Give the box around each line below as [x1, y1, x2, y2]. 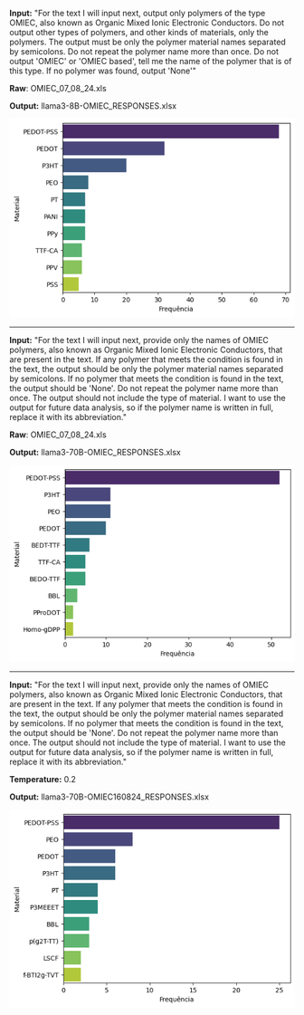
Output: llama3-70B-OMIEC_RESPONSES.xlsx [9, 446, 181, 457]
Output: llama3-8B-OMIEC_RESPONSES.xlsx [9, 101, 177, 111]
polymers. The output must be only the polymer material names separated [9, 36, 287, 47]
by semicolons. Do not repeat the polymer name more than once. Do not [9, 46, 279, 57]
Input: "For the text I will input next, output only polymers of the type [9, 8, 266, 18]
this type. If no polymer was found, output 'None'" [9, 65, 197, 76]
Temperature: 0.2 [9, 773, 77, 784]
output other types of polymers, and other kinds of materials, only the [9, 27, 270, 37]
